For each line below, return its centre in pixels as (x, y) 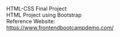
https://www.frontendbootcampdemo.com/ (60, 27)
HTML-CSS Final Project (37, 9)
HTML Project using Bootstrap (44, 15)
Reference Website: (31, 21)
